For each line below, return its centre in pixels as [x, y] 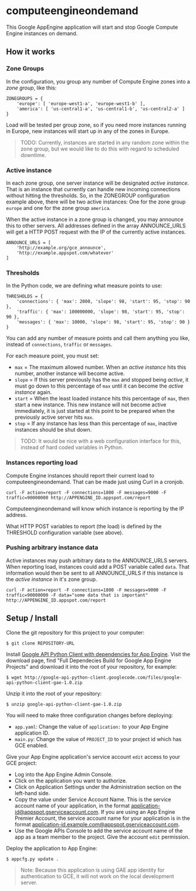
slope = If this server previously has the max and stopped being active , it [102, 380]
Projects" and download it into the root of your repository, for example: [92, 666]
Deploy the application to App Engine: [52, 848]
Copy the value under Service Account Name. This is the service [93, 799]
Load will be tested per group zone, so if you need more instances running [96, 125]
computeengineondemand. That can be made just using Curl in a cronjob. [95, 482]
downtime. [33, 155]
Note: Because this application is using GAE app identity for [92, 870]
